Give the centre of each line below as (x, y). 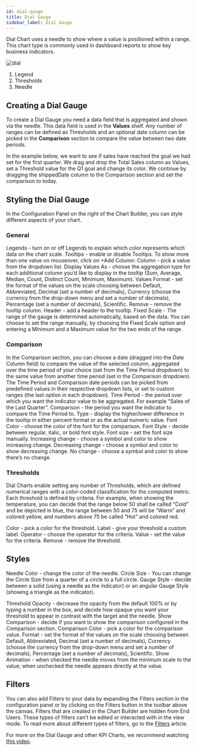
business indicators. (30, 52)
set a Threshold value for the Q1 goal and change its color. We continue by (96, 169)
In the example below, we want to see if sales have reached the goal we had (98, 156)
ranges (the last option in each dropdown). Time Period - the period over (94, 395)
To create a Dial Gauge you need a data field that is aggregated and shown (97, 120)
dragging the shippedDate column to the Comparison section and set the (94, 175)
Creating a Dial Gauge (47, 106)
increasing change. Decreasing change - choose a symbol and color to (92, 445)
